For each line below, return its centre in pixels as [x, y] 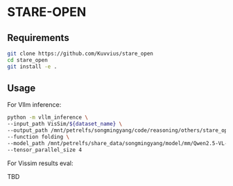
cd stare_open [28, 60]
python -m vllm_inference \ [48, 118]
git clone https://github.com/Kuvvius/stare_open [80, 53]
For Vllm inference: [34, 105]
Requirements [38, 38]
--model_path [26, 143]
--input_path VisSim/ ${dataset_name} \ [65, 124]
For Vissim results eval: [40, 163]
